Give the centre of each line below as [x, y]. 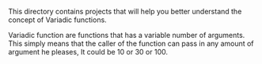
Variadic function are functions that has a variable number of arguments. [127, 35]
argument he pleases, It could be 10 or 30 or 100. [88, 52]
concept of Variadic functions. [57, 20]
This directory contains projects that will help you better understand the [125, 11]
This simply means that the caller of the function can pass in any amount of [131, 43]
